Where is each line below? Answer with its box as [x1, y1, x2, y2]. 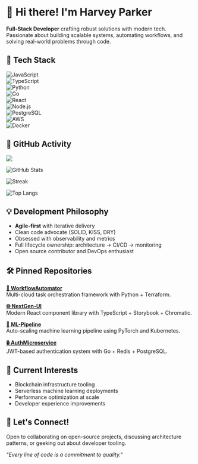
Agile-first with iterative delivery [14, 222, 95, 229]
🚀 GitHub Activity [6, 139, 71, 149]
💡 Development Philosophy [6, 206, 109, 217]
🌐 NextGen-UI [6, 303, 42, 310]
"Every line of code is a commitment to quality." [6, 451, 123, 458]
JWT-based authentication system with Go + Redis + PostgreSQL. [6, 348, 168, 355]
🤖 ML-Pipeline [6, 321, 42, 328]
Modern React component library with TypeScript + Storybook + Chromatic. [6, 309, 192, 316]
